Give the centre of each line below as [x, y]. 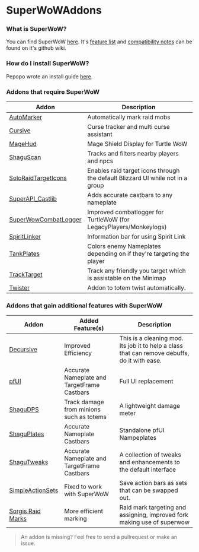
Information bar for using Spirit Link [137, 237]
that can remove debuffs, [154, 353]
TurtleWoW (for [108, 220]
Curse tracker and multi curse [129, 127]
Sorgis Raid [25, 511]
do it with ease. [140, 361]
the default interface [148, 469]
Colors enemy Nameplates [124, 246]
